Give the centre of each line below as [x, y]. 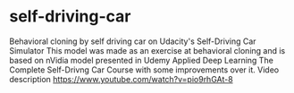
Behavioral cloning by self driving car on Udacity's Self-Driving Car [133, 41]
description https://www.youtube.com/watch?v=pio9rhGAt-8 [122, 79]
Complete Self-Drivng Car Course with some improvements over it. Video [144, 70]
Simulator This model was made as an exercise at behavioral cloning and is [147, 50]
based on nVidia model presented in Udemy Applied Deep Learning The [142, 60]
